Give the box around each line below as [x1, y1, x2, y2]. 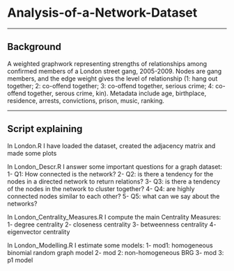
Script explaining [7, 123, 83, 135]
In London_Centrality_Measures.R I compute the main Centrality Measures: [7, 213, 221, 221]
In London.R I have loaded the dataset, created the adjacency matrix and [7, 141, 216, 150]
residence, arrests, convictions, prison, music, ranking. [7, 96, 165, 105]
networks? [7, 199, 38, 208]
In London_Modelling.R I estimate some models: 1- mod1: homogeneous [7, 241, 214, 249]
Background [7, 41, 61, 53]
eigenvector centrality [7, 227, 70, 236]
